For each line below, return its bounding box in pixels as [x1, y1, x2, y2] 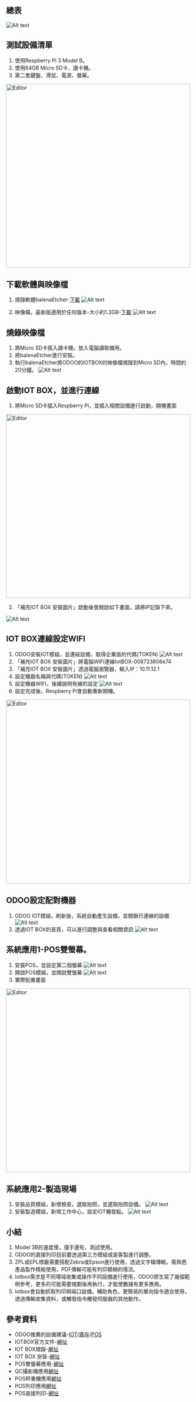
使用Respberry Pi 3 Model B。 [14, 57, 88, 64]
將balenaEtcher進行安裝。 [14, 352, 78, 359]
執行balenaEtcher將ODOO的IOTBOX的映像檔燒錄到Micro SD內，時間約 [14, 359, 187, 366]
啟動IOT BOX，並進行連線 [6, 385, 99, 396]
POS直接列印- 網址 [14, 1390, 59, 1397]
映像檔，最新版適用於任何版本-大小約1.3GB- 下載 [14, 308, 132, 316]
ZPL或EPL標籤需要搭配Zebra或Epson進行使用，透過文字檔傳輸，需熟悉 [14, 1258, 187, 1265]
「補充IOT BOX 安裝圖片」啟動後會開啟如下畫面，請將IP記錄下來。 [14, 604, 176, 611]
